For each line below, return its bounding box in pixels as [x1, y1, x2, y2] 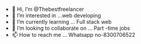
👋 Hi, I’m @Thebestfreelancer [11, 6, 84, 12]
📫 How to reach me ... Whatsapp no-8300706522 [11, 32, 136, 38]
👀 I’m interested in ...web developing [11, 12, 101, 19]
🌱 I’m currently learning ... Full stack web [11, 18, 112, 25]
